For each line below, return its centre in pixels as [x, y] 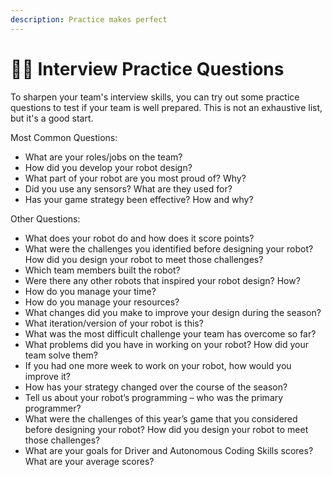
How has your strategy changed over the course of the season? [156, 387]
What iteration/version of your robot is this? [114, 323]
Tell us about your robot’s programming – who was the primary [154, 397]
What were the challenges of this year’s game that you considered [161, 418]
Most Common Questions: [64, 137]
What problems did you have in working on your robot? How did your [166, 344]
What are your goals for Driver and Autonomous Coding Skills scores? [169, 450]
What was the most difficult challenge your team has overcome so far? [170, 333]
